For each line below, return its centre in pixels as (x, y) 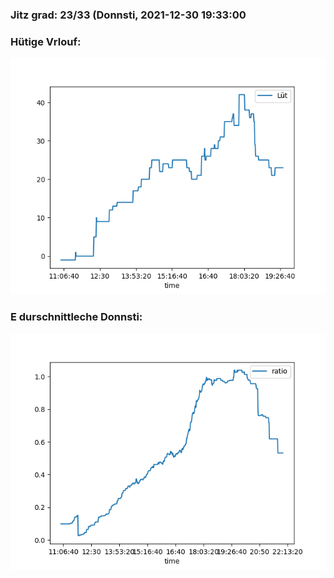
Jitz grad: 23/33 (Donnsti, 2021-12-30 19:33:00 (128, 15)
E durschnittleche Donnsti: (76, 317)
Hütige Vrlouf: (46, 41)
